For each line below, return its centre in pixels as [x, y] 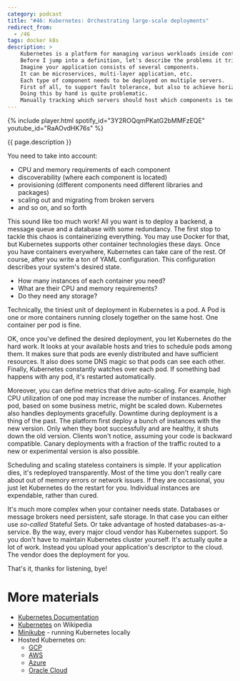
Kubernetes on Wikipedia [55, 625]
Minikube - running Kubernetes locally [74, 632]
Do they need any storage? [57, 296]
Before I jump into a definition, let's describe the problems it [121, 61]
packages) [34, 192]
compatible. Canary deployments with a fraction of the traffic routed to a [114, 444]
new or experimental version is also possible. [74, 451]
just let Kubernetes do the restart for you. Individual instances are [104, 488]
